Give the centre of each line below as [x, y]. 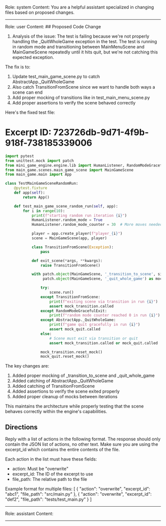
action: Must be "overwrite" [40, 469]
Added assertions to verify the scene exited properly [66, 391]
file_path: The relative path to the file [50, 479]
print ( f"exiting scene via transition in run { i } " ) [104, 302]
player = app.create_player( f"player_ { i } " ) [77, 234]
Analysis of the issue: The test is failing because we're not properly [81, 36]
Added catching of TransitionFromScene [53, 386]
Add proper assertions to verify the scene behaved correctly [74, 103]
